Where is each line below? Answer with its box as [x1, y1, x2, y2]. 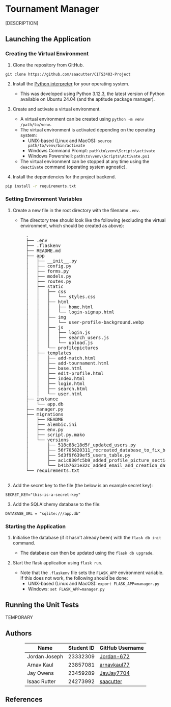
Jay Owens [27, 669, 54, 676]
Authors [5, 629, 32, 638]
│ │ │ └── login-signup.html [25, 309, 115, 315]
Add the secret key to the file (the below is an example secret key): [12, 482, 153, 488]
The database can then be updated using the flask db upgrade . [20, 550, 154, 556]
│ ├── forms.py [25, 268, 69, 274]
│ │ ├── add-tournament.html [25, 360, 109, 366]
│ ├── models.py [25, 273, 72, 279]
